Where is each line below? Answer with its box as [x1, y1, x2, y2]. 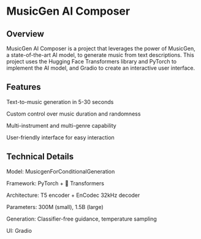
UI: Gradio [6, 227, 32, 234]
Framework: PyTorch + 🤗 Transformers [6, 179, 104, 187]
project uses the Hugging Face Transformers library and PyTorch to [6, 58, 177, 65]
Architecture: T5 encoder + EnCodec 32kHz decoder [6, 191, 140, 199]
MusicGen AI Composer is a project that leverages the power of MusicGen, [6, 45, 195, 52]
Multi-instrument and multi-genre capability [6, 122, 116, 129]
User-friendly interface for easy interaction [6, 133, 115, 141]
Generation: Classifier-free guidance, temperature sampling [6, 215, 157, 222]
